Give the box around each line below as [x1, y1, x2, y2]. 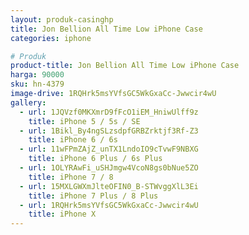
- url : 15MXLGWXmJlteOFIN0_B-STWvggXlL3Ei [19, 181, 199, 191]
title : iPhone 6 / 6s [28, 135, 118, 145]
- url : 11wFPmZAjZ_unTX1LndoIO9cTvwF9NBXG [19, 144, 199, 155]
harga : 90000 [10, 70, 65, 80]
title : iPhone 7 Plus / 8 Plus [28, 191, 159, 201]
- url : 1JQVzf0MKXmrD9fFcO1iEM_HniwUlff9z [19, 107, 199, 117]
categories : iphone [10, 33, 92, 43]
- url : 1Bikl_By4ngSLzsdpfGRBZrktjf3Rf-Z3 [19, 126, 199, 136]
